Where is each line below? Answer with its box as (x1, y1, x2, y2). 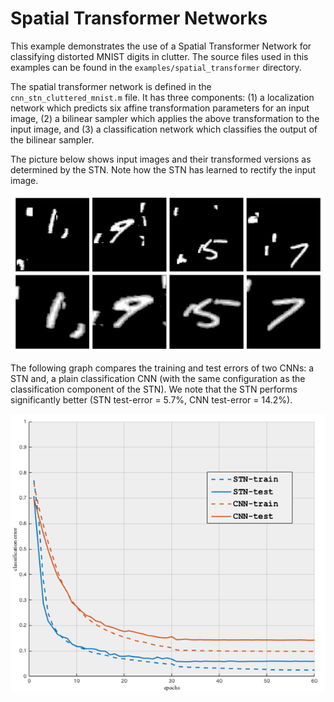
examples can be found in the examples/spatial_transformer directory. (10, 61, 302, 73)
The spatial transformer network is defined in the (10, 80, 212, 92)
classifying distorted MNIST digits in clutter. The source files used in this (10, 50, 309, 62)
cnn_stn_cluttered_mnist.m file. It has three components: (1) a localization (10, 91, 315, 103)
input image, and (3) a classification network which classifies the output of (10, 123, 318, 135)
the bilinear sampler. (10, 133, 95, 146)
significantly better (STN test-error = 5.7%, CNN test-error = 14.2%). (10, 393, 293, 406)
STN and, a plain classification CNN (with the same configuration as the (10, 372, 306, 384)
